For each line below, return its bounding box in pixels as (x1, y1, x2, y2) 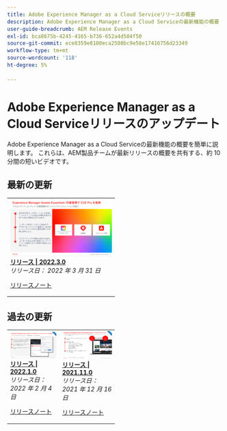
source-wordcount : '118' (7, 55, 78, 62)
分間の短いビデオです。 (7, 157, 73, 165)
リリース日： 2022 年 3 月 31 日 (10, 266, 101, 274)
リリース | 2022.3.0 (10, 258, 66, 266)
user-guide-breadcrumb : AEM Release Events (7, 25, 133, 32)
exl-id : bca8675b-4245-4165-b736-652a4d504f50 (7, 33, 142, 40)
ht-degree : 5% (7, 62, 48, 69)
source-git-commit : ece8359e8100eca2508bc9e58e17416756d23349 (7, 40, 188, 47)
